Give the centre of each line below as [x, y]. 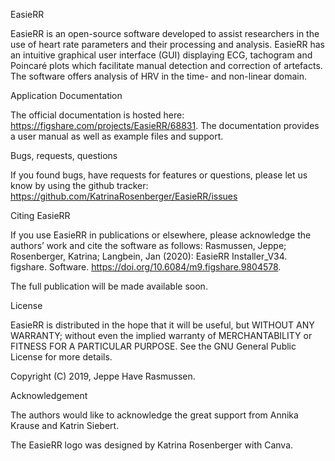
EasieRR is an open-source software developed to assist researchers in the [165, 33]
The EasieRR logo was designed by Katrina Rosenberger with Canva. [152, 445]
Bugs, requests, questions [64, 155]
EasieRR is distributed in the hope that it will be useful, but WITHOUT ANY [162, 325]
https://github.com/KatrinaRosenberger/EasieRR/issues [124, 196]
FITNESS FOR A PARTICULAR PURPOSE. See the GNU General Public [153, 346]
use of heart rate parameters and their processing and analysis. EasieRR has [167, 44]
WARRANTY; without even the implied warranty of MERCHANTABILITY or [161, 335]
